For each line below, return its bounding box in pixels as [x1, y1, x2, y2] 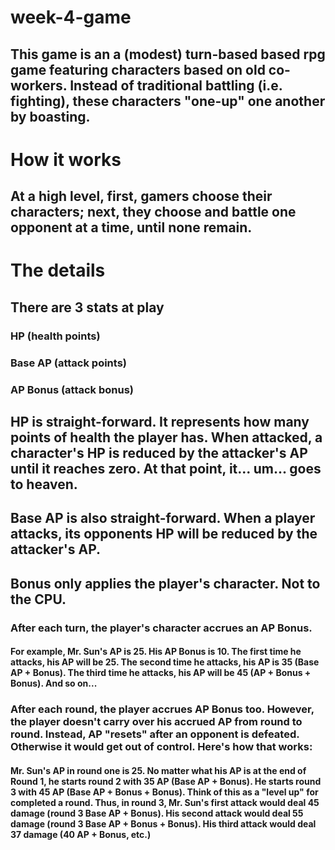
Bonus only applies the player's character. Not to [10, 575, 321, 592]
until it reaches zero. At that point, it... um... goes [10, 460, 322, 477]
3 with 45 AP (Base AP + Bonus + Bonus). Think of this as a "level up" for [10, 786, 319, 798]
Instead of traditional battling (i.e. [69, 77, 283, 94]
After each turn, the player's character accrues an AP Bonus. [10, 621, 313, 635]
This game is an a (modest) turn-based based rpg [10, 46, 326, 63]
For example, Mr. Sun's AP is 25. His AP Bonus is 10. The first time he [10, 646, 302, 658]
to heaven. [10, 476, 78, 493]
